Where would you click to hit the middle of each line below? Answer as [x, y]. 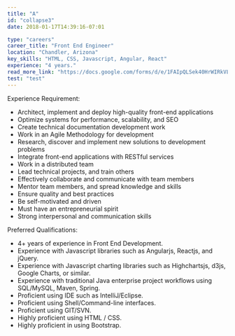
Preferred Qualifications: [43, 230]
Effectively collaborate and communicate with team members [106, 178]
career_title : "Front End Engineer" [60, 46]
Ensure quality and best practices [65, 194]
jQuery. [28, 258]
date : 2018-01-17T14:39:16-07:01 [56, 27]
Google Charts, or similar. [54, 273]
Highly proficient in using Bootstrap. [69, 325]
